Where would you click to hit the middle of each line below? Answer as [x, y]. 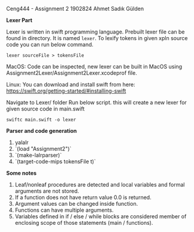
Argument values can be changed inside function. [76, 204]
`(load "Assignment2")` [43, 149]
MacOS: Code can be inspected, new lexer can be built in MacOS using [94, 66]
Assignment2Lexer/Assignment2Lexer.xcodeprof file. [72, 73]
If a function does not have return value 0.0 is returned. [83, 197]
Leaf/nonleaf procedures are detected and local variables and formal [100, 184]
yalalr [22, 142]
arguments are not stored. [47, 191]
